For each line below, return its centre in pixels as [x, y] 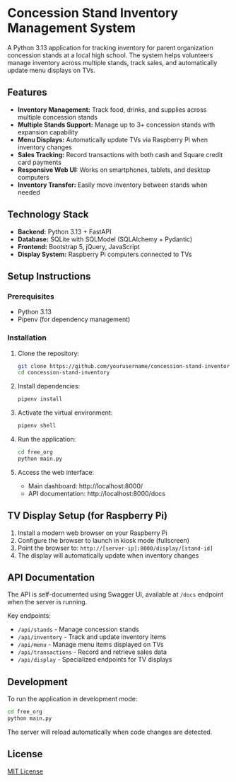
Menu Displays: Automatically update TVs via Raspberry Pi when [113, 139]
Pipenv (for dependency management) [74, 319]
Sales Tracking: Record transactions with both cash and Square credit [120, 154]
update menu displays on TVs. [51, 70]
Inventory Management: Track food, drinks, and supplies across [112, 109]
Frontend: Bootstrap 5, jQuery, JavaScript [78, 246]
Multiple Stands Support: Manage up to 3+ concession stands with [116, 125]
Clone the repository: [48, 353]
